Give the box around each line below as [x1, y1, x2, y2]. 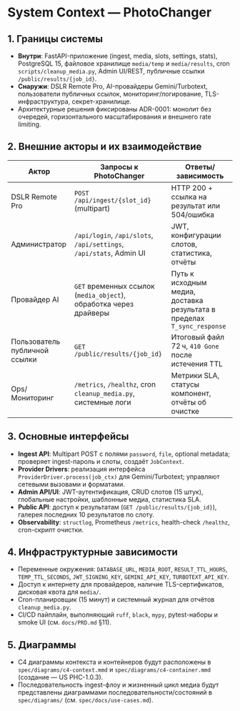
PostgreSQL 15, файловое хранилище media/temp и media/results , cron [17, 59, 230, 68]
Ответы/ [185, 161, 216, 171]
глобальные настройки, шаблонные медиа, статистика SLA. [17, 494, 201, 504]
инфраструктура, [17, 97, 71, 106]
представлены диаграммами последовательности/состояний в [17, 688, 213, 697]
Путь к [171, 269, 194, 279]
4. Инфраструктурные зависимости [7, 546, 179, 558]
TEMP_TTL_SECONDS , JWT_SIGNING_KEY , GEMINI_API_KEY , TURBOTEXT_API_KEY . [17, 572, 229, 581]
